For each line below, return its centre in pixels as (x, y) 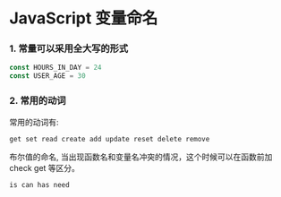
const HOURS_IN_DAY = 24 (55, 68)
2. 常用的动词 (38, 101)
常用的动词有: (34, 122)
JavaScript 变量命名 (84, 18)
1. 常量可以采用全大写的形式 (69, 48)
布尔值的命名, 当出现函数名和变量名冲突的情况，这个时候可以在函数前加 (141, 157)
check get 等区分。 (45, 167)
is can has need (39, 184)
